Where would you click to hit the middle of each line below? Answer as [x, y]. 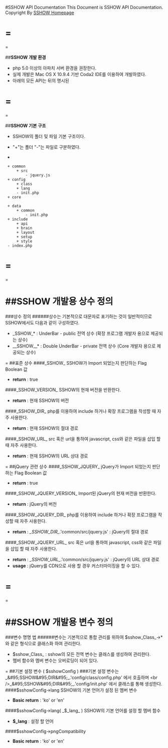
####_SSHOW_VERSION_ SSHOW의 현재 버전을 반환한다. [63, 389]
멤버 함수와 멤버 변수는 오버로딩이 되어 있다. [55, 660]
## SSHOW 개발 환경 [26, 57]
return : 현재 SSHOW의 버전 [41, 400]
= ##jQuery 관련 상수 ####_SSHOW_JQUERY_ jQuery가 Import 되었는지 [78, 466]
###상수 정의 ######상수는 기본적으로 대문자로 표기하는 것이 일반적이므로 [78, 316]
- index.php [20, 246]
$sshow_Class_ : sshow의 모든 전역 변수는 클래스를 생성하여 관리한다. [81, 654]
